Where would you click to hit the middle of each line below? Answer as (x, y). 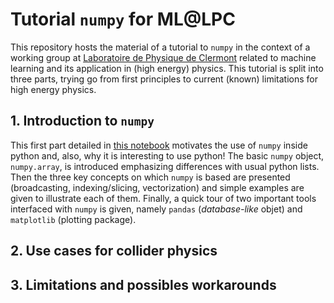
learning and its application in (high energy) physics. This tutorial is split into (167, 68)
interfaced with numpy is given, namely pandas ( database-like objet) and (156, 209)
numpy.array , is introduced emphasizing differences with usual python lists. (165, 166)
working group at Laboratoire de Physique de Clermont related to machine (163, 57)
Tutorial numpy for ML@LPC (123, 19)
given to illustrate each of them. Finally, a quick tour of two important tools (163, 198)
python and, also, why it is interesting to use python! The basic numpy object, (167, 155)
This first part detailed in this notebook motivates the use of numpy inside (159, 145)
